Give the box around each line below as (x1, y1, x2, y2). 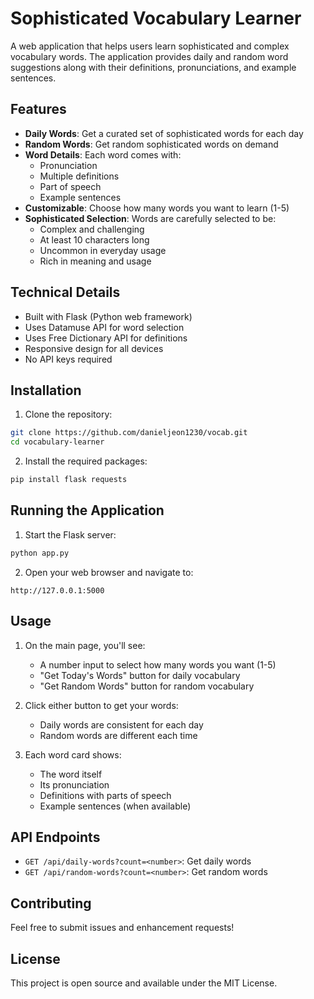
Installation (10, 382, 82, 399)
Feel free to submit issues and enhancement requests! (10, 922, 235, 934)
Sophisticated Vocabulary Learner (10, 7, 302, 30)
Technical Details (10, 284, 121, 301)
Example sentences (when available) (39, 800, 192, 812)
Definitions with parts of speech (39, 789, 172, 801)
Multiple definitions (39, 170, 120, 182)
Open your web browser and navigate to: (24, 566, 194, 578)
